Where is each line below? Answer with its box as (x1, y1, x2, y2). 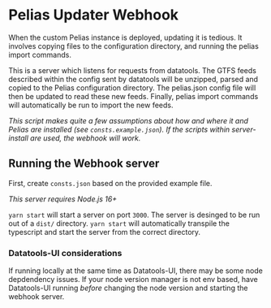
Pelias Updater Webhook (8, 6, 179, 24)
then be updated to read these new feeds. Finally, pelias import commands (8, 91, 259, 101)
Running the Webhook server (8, 157, 160, 171)
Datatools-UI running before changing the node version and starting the (8, 283, 248, 293)
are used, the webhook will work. (29, 132, 141, 143)
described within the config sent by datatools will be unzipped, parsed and (8, 74, 258, 84)
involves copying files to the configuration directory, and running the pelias (8, 41, 260, 50)
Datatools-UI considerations (8, 247, 123, 258)
